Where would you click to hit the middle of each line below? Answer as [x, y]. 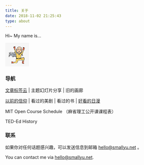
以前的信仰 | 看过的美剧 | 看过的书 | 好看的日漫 [53, 101]
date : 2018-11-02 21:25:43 [33, 16]
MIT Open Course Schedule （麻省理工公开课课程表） [61, 112]
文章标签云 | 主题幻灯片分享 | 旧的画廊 [44, 90]
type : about [17, 21]
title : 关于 [17, 10]
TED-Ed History [21, 122]
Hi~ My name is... [23, 36]
